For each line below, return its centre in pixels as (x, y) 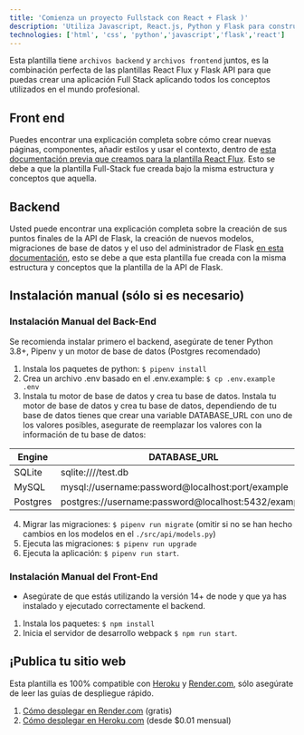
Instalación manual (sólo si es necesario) (127, 296)
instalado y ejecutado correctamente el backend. (114, 605)
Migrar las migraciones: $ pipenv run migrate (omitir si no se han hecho (157, 524)
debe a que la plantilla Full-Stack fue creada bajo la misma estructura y (142, 169)
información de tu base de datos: (84, 434)
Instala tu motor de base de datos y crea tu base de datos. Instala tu (149, 396)
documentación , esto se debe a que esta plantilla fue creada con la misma (148, 258)
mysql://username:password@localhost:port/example (175, 486)
